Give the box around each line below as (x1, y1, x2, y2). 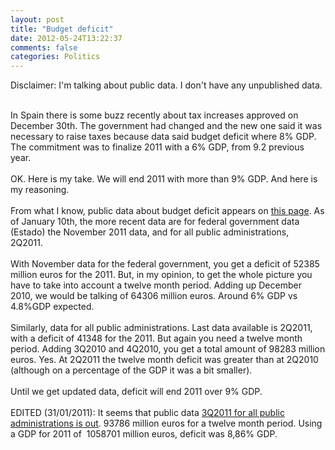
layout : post (10, 14, 65, 25)
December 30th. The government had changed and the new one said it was (10, 120, 323, 132)
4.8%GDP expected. (10, 301, 95, 313)
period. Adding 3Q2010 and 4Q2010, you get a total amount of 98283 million (10, 343, 326, 355)
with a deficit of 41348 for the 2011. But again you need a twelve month (10, 332, 303, 345)
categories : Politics (10, 52, 101, 62)
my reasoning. (10, 184, 70, 196)
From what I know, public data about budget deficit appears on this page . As (10, 205, 325, 217)
